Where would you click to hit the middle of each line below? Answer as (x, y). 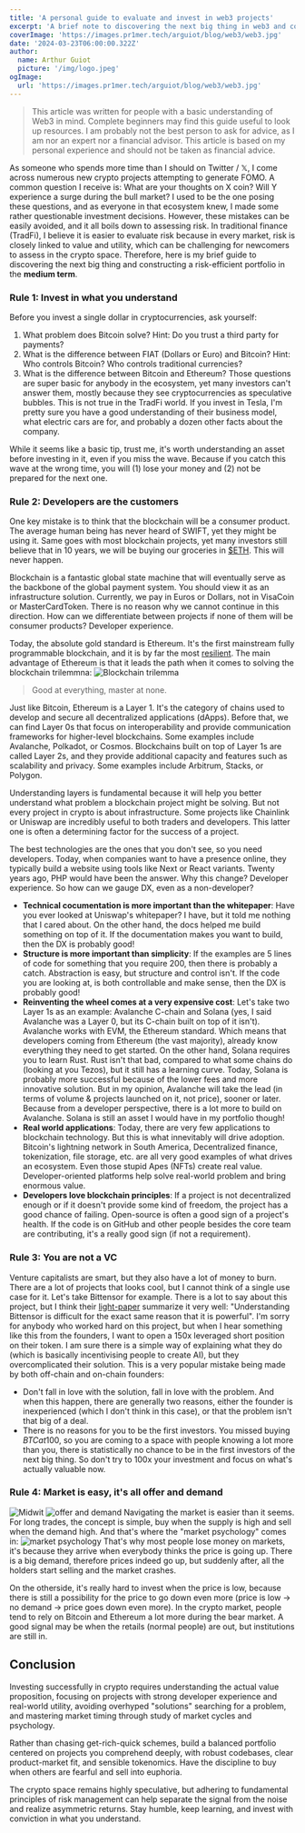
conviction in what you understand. (75, 1818)
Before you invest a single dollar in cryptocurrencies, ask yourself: (133, 317)
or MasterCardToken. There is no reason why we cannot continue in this (144, 606)
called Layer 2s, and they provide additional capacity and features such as (148, 756)
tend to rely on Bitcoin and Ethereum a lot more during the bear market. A (147, 1617)
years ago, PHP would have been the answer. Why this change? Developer (149, 878)
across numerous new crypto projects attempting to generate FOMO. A (142, 177)
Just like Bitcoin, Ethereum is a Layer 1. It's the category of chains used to (148, 708)
